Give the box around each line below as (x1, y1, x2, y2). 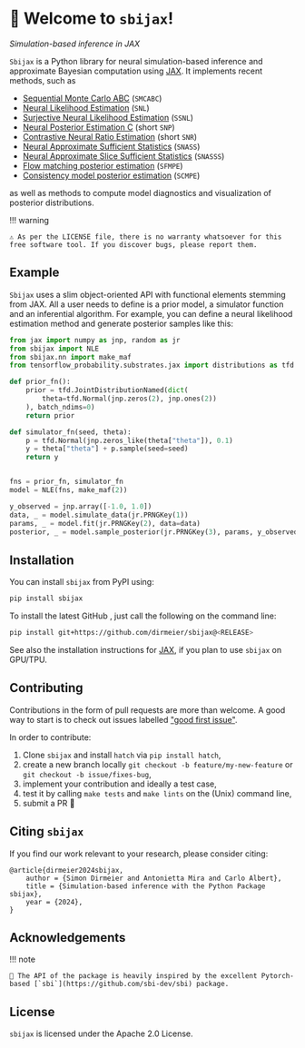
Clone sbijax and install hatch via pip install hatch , (22, 749, 221, 760)
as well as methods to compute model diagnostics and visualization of (9, 187, 272, 198)
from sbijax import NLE (9, 344, 100, 353)
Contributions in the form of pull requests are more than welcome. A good (9, 704, 286, 716)
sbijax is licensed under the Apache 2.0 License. (9, 1028, 193, 1039)
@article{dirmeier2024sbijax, (9, 865, 124, 875)
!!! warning (9, 214, 50, 225)
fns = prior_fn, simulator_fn (9, 477, 124, 487)
